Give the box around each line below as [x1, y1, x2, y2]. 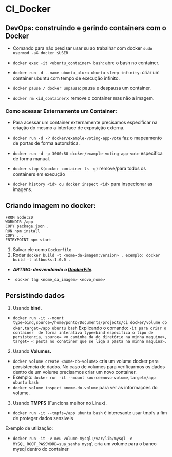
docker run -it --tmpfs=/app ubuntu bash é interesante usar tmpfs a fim [12, 409, 167, 416]
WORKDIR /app [5, 219, 33, 225]
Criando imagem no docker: [5, 201, 97, 210]
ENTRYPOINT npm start [5, 237, 52, 243]
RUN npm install [5, 228, 40, 234]
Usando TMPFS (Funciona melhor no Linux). [12, 399, 107, 406]
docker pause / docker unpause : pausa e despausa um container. [12, 85, 151, 91]
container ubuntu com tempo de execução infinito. [12, 75, 120, 81]
